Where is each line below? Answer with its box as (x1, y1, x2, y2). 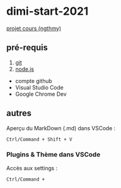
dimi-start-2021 (6, 4, 89, 18)
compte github (15, 77, 53, 84)
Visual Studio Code (15, 84, 64, 91)
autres (6, 108, 32, 119)
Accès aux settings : (6, 164, 58, 171)
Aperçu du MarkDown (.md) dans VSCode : (6, 124, 116, 131)
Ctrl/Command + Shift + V (6, 136, 72, 143)
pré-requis (6, 42, 48, 53)
